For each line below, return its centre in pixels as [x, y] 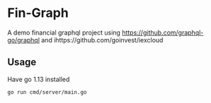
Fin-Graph [38, 13]
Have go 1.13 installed [39, 79]
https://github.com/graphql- [162, 32]
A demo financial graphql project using [64, 32]
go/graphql [24, 40]
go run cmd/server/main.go [47, 92]
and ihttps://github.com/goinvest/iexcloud [102, 40]
